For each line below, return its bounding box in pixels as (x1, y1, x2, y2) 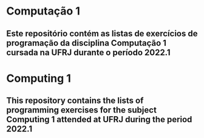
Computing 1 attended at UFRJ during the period (6, 114, 192, 125)
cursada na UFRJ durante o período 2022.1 (6, 47, 171, 57)
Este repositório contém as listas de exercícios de (6, 28, 198, 39)
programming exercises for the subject (6, 105, 157, 116)
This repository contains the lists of (6, 96, 144, 106)
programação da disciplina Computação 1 (6, 38, 167, 48)
